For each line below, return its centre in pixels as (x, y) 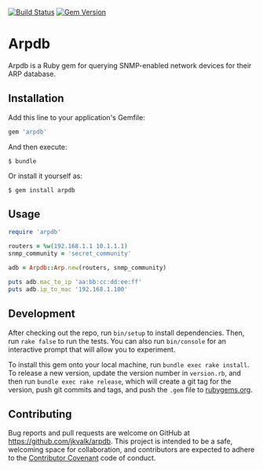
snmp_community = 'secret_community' (70, 254)
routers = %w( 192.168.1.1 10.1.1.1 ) (68, 246)
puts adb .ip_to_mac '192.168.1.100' (68, 289)
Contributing (40, 414)
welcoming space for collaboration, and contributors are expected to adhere (131, 450)
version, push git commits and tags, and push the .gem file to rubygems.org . (131, 389)
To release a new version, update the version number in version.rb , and (125, 373)
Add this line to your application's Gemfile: (77, 117)
